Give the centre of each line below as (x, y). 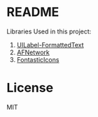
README (33, 12)
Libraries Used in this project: (49, 31)
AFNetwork (33, 52)
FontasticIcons (38, 59)
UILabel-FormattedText (50, 45)
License (30, 88)
